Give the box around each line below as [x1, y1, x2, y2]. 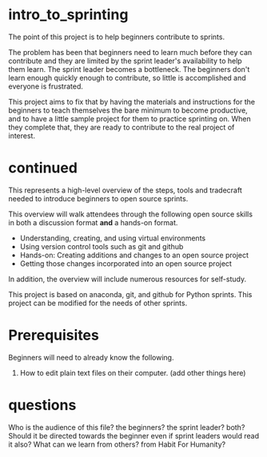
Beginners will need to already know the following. [8, 352, 174, 362]
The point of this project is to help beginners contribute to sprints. [8, 32, 225, 42]
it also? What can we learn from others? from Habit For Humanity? [8, 439, 226, 449]
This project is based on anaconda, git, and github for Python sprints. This [8, 289, 253, 299]
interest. [8, 130, 36, 141]
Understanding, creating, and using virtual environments [19, 233, 206, 243]
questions [8, 396, 77, 414]
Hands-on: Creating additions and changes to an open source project [19, 250, 249, 260]
